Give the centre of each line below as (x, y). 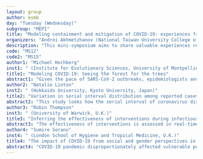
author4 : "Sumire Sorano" (39, 130)
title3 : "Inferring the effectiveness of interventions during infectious (102, 118)
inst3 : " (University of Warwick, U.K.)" (59, 113)
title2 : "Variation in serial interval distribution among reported (94, 96)
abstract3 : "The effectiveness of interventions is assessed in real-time (102, 125)
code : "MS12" (23, 51)
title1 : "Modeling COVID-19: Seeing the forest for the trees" (88, 74)
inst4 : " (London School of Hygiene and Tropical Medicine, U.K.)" (93, 136)
